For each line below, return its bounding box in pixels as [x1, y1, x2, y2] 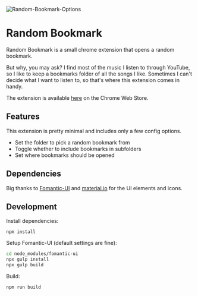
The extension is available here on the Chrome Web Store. [6, 94, 149, 101]
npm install [6, 229, 36, 235]
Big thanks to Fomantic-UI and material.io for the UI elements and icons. [6, 184, 183, 191]
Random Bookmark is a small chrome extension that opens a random [6, 46, 175, 53]
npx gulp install [6, 256, 49, 263]
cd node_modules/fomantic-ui [6, 251, 78, 257]
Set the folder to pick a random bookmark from [14, 138, 130, 146]
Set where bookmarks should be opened [14, 152, 115, 159]
